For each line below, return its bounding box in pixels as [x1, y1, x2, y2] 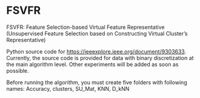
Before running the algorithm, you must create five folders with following [6, 79, 187, 86]
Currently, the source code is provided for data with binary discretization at [6, 54, 194, 61]
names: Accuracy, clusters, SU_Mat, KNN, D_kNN [6, 85, 130, 92]
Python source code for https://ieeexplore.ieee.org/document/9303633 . [6, 47, 187, 55]
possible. [6, 67, 29, 74]
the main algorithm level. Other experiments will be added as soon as [6, 61, 179, 68]
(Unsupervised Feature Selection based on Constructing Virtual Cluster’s [6, 29, 188, 37]
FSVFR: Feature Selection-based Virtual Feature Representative [6, 23, 165, 31]
